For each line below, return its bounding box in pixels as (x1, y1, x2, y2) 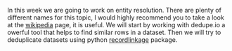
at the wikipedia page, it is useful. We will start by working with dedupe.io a (7, 21, 226, 29)
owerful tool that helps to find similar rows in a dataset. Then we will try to (7, 28, 221, 36)
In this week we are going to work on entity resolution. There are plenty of (7, 6, 221, 14)
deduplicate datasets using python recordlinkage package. (7, 36, 178, 44)
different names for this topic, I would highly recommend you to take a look (7, 13, 225, 22)
